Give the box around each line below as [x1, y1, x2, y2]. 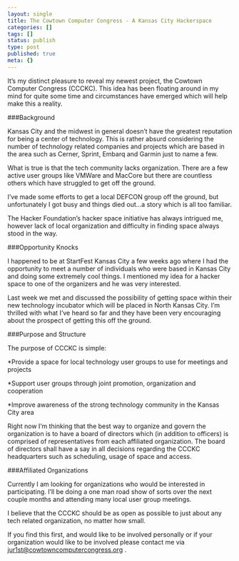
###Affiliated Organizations [7, 465, 88, 475]
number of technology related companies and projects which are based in [7, 142, 225, 151]
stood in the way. [7, 229, 59, 238]
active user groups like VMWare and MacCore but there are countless [7, 171, 213, 179]
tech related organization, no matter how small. [7, 516, 146, 525]
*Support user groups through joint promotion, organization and [7, 379, 196, 388]
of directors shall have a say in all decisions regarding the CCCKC [7, 444, 200, 453]
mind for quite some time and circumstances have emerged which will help [7, 91, 228, 100]
